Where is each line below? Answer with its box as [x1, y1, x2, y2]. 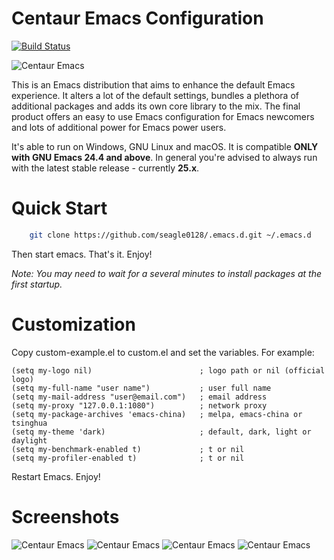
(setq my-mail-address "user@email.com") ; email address [11, 392, 268, 402]
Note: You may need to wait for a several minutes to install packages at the [11, 267, 322, 279]
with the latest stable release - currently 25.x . [11, 162, 200, 174]
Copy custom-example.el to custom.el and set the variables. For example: [11, 346, 315, 358]
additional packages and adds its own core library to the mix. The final [11, 100, 301, 112]
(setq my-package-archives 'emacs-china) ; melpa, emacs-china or [11, 409, 303, 419]
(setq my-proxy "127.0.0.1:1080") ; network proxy [11, 400, 268, 411]
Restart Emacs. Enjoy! [11, 470, 101, 482]
